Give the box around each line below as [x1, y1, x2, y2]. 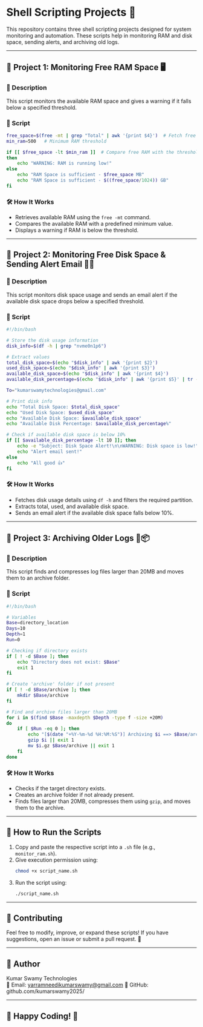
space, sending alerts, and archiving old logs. [6, 38, 120, 45]
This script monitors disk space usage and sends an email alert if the [6, 291, 178, 299]
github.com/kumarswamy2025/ [6, 988, 85, 995]
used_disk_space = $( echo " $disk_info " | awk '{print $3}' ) [6, 365, 155, 371]
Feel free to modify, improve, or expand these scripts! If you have [6, 929, 169, 936]
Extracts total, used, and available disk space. [14, 503, 129, 510]
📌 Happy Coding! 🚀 [6, 1011, 79, 1021]
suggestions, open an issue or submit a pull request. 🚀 [6, 936, 142, 943]
